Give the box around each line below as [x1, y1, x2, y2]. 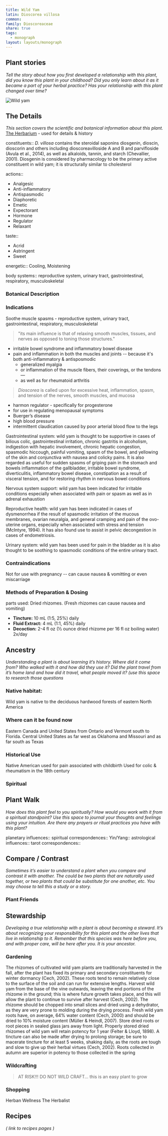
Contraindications [5, 559, 50, 566]
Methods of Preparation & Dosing [5, 589, 88, 596]
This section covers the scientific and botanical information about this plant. [5, 125, 163, 131]
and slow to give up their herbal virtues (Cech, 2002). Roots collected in [5, 1044, 154, 1050]
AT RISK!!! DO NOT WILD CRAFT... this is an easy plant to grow [17, 1073, 147, 1079]
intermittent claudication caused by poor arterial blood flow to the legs [12, 423, 158, 429]
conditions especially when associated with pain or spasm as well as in [5, 490, 152, 496]
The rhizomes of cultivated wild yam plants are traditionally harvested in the [5, 964, 162, 971]
